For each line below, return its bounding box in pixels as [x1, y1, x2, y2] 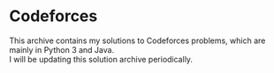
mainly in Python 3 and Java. [9, 44, 115, 55]
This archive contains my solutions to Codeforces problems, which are [9, 35, 266, 46]
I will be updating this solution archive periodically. [9, 54, 193, 64]
